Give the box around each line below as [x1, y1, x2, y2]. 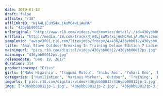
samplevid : [5, 39, 27, 44]
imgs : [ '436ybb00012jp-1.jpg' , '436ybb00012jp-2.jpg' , [5, 83, 118, 89]
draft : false [5, 12, 32, 16]
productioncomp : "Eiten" [5, 66, 55, 71]
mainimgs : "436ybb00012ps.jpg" [5, 52, 68, 57]
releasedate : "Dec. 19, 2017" [5, 57, 66, 62]
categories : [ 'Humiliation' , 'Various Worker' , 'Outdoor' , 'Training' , [5, 75, 153, 80]
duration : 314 [5, 61, 34, 66]
